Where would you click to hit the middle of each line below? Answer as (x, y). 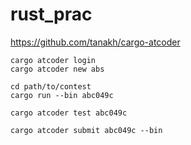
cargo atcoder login (53, 60)
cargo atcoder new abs (57, 69)
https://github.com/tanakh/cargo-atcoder (95, 42)
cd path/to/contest (51, 86)
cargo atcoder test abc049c (69, 113)
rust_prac (51, 14)
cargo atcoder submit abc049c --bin (86, 130)
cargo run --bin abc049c (62, 95)
